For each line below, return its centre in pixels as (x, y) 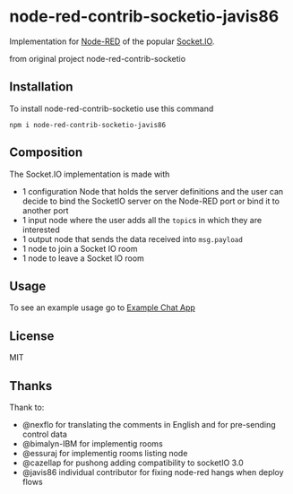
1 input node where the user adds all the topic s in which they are (142, 220)
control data (44, 434)
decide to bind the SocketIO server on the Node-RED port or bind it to (151, 201)
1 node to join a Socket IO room (80, 248)
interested (41, 230)
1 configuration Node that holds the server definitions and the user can (153, 191)
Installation (41, 87)
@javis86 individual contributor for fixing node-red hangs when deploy (153, 472)
